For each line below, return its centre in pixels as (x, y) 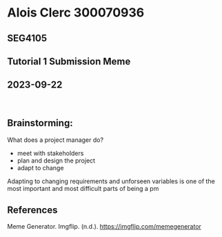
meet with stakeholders (50, 153)
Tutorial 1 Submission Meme (69, 61)
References (32, 210)
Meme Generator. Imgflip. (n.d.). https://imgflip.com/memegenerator (104, 227)
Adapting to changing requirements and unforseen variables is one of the (111, 181)
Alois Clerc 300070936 (76, 13)
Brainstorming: (40, 123)
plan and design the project (56, 161)
